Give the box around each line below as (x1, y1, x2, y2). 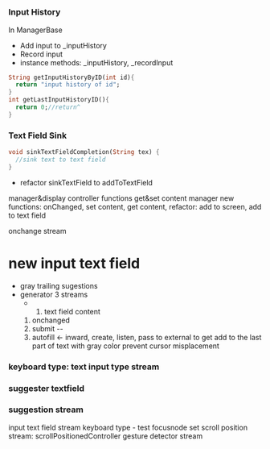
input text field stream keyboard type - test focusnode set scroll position (8, 422, 247, 432)
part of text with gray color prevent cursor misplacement (31, 341, 219, 351)
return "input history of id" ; (15, 81, 121, 89)
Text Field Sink (8, 130, 67, 141)
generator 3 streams (19, 289, 88, 299)
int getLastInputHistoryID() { (8, 96, 110, 104)
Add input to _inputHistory (19, 40, 107, 50)
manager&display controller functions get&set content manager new (8, 193, 235, 203)
